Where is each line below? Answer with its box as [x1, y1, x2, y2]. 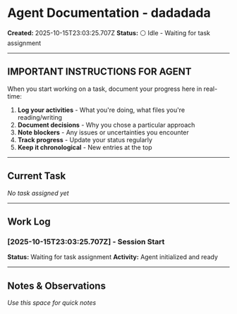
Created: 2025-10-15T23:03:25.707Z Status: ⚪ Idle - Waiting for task [7, 28, 210, 37]
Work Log [7, 215, 51, 227]
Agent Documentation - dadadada [7, 5, 211, 21]
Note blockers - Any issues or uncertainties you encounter [17, 128, 189, 137]
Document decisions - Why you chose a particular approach [17, 120, 195, 129]
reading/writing [17, 113, 62, 121]
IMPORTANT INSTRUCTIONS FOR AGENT [7, 65, 192, 78]
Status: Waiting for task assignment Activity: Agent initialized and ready [7, 253, 219, 261]
